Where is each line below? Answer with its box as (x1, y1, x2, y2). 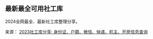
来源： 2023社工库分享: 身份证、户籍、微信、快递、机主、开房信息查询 (5, 29, 148, 35)
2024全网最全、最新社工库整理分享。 (5, 19, 80, 24)
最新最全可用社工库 (5, 4, 63, 13)
